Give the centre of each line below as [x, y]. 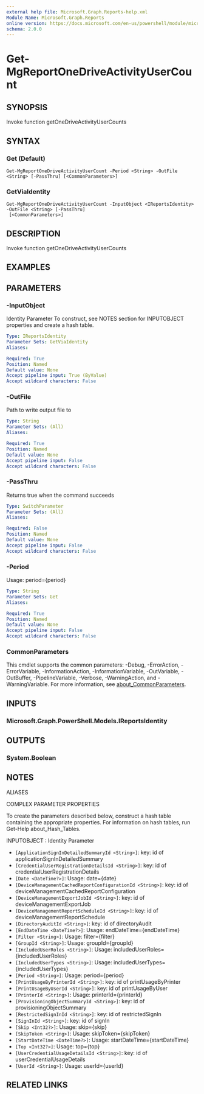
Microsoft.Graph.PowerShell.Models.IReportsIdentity [87, 721]
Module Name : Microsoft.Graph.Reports [55, 18]
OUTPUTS [26, 741]
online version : [27, 23]
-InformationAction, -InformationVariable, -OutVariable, [111, 671]
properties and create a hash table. [50, 325]
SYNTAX [23, 141]
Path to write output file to [39, 410]
